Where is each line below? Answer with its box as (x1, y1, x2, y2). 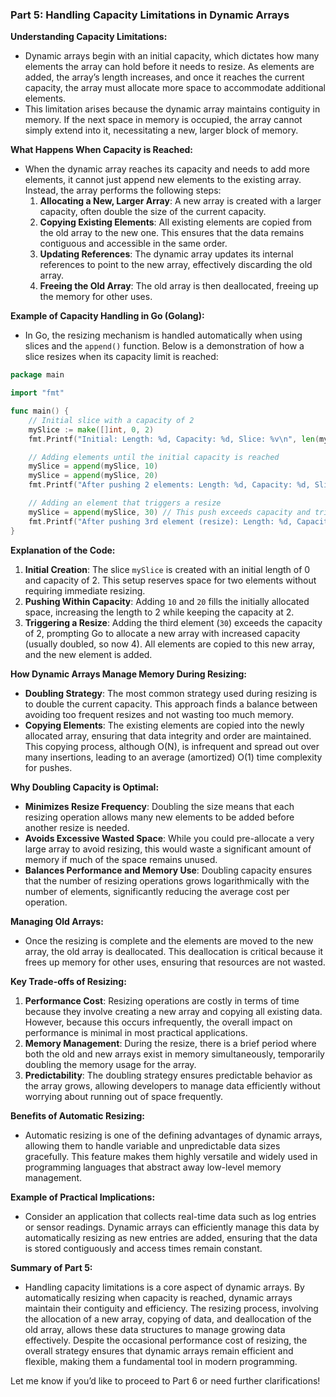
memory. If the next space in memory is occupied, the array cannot (24, 114, 303, 126)
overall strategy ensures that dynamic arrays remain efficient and (24, 1344, 294, 1357)
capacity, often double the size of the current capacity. (39, 206, 267, 218)
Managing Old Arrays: (10, 915, 104, 927)
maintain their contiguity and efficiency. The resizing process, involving (24, 1302, 319, 1314)
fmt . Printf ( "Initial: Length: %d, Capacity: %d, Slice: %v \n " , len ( (28, 434, 320, 444)
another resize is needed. (24, 821, 130, 833)
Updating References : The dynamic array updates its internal (39, 248, 294, 260)
